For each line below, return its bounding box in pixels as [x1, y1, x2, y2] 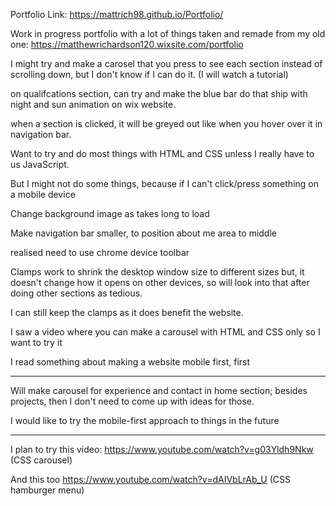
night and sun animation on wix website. [10, 99, 177, 110]
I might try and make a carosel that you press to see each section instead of [10, 58, 323, 69]
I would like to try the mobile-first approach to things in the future [10, 415, 280, 426]
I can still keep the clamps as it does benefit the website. [10, 307, 244, 318]
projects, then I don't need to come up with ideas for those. [10, 395, 255, 407]
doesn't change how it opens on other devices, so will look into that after [10, 277, 310, 288]
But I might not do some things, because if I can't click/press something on [10, 178, 319, 189]
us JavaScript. [10, 159, 70, 170]
